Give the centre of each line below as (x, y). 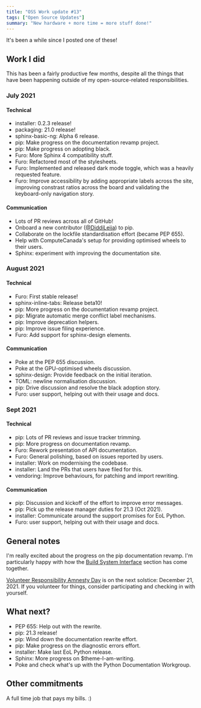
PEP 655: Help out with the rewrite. (58, 626)
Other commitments (45, 684)
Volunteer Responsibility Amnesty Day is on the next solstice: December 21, (100, 580)
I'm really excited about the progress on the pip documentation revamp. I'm (100, 556)
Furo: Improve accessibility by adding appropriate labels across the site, (104, 181)
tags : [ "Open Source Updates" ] (45, 17)
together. (17, 568)
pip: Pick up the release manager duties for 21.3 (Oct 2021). (88, 509)
